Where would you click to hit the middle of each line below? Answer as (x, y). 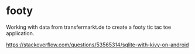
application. (20, 33)
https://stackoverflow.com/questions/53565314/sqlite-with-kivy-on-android (97, 45)
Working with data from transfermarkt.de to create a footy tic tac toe (89, 27)
